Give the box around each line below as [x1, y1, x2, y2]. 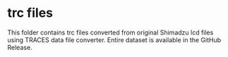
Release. [7, 43, 33, 51]
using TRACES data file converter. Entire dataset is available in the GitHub [7, 35, 222, 44]
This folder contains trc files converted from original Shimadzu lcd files [7, 28, 214, 37]
